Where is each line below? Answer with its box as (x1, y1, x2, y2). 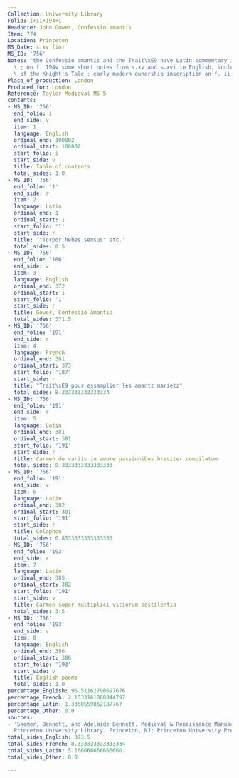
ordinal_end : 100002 (14, 136, 75, 143)
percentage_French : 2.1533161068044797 (7, 694, 126, 701)
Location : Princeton (7, 37, 69, 44)
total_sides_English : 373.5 (7, 734, 91, 741)
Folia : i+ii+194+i (7, 17, 62, 24)
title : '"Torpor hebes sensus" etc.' (14, 236, 126, 243)
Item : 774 (7, 30, 37, 38)
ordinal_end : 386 (14, 647, 65, 655)
